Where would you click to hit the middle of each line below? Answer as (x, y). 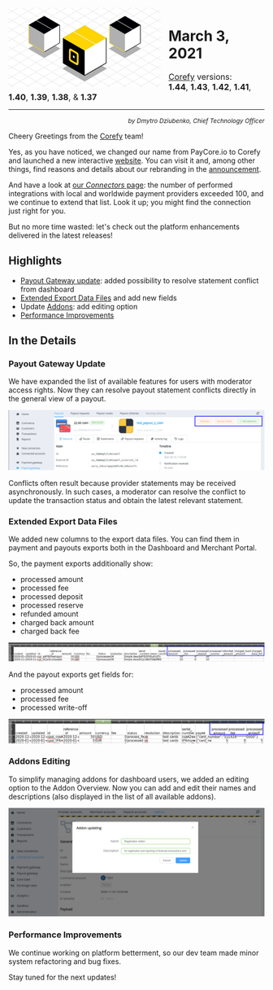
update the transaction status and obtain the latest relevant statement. (126, 500)
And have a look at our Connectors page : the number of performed (121, 185)
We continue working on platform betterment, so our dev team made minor (134, 953)
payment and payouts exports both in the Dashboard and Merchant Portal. (133, 547)
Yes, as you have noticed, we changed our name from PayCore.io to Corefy (135, 151)
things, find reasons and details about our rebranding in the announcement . (135, 169)
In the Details (43, 341)
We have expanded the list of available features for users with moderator (130, 382)
